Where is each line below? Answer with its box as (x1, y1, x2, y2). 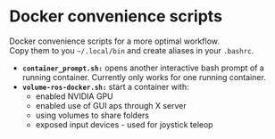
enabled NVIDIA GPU (35, 91, 113, 102)
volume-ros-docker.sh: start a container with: (21, 81, 189, 92)
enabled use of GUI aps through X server (35, 100, 187, 110)
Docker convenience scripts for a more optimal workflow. (9, 36, 221, 46)
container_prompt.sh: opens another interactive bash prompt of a (21, 62, 265, 73)
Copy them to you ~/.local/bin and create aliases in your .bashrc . (9, 45, 254, 55)
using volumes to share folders (35, 110, 150, 120)
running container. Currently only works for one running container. (21, 71, 266, 82)
